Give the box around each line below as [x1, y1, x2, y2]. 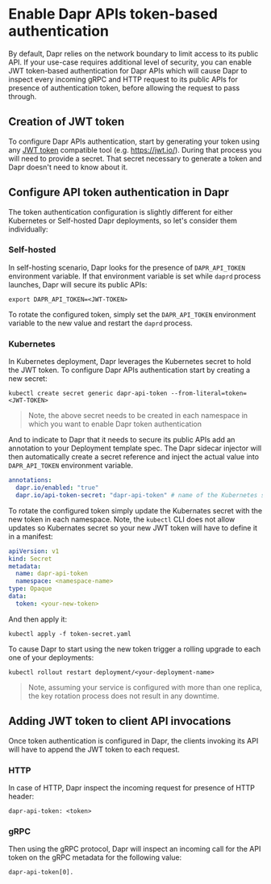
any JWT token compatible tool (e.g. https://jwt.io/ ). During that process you [8, 145, 262, 154]
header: [8, 791, 35, 801]
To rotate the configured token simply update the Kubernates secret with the [8, 505, 263, 515]
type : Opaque [8, 584, 52, 593]
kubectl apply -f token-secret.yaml [8, 630, 131, 638]
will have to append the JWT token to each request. [8, 744, 180, 754]
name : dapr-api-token [15, 570, 89, 578]
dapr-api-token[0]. [8, 869, 74, 877]
